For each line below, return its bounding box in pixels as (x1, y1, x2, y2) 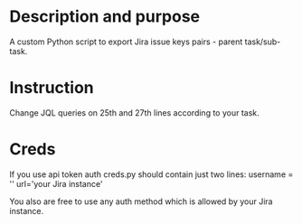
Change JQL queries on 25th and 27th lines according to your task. (9, 107, 260, 118)
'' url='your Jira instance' (9, 178, 103, 189)
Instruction (9, 78, 94, 98)
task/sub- (244, 36, 281, 47)
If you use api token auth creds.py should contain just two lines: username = (9, 169, 294, 180)
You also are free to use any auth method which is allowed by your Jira (9, 196, 273, 207)
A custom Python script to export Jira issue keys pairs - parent (9, 36, 243, 47)
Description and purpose (9, 6, 201, 27)
